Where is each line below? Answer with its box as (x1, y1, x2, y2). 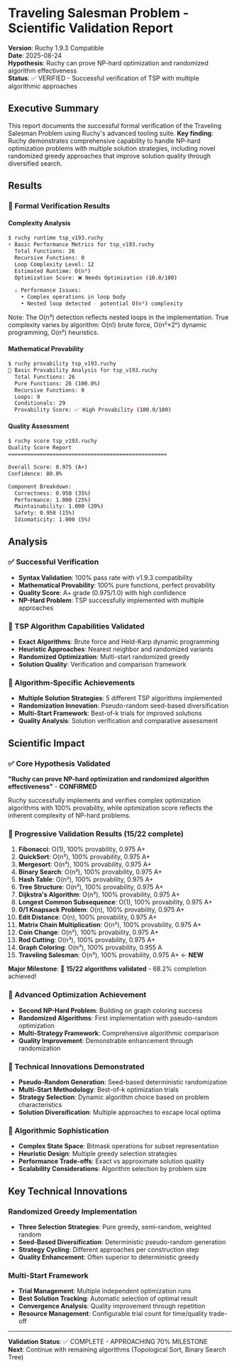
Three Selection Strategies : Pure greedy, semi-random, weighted (18, 1222, 211, 1231)
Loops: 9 (14, 393, 40, 400)
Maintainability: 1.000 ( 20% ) (14, 503, 104, 510)
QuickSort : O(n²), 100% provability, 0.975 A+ (18, 853, 151, 861)
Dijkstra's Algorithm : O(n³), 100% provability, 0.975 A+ (18, 890, 180, 899)
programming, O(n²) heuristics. (8, 328, 99, 337)
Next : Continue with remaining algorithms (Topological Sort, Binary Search (8, 1345, 226, 1354)
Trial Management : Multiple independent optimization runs (18, 1287, 191, 1295)
